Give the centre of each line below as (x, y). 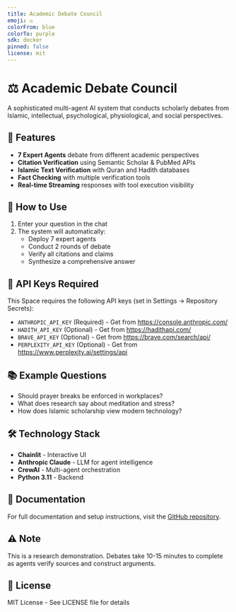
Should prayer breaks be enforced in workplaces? (90, 396)
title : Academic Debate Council (55, 14)
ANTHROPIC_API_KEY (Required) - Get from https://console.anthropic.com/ (123, 322)
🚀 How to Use (37, 207)
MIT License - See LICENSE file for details (69, 603)
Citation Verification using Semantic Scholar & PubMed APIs (106, 162)
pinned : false (28, 47)
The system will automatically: (61, 231)
